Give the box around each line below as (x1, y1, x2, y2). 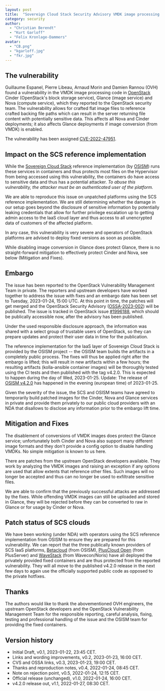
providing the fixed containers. (5, 622, 67, 628)
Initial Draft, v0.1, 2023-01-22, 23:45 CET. (12, 649, 97, 655)
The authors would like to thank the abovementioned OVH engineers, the (5, 601, 153, 607)
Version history (5, 636, 54, 644)
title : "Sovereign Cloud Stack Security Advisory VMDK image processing (5, 12, 160, 17)
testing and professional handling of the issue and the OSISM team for (5, 617, 148, 622)
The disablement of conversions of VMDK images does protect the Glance (5, 433, 156, 438)
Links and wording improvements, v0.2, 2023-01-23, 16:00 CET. (12, 655, 142, 660)
